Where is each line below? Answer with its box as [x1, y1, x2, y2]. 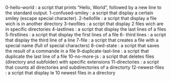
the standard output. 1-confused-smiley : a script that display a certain [5, 10, 154, 16]
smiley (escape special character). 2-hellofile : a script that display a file [5, 15, 157, 21]
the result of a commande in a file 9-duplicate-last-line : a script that [5, 48, 149, 54]
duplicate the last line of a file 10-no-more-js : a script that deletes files [5, 53, 155, 59]
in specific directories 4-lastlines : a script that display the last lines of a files [5, 26, 166, 32]
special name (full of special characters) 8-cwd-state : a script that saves [5, 43, 160, 48]
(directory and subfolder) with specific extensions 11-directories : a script [5, 59, 159, 65]
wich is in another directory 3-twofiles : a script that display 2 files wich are [5, 21, 164, 27]
